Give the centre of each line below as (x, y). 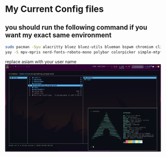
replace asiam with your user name (41, 61)
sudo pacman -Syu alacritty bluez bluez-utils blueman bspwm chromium (79, 47)
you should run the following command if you (76, 27)
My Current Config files (54, 9)
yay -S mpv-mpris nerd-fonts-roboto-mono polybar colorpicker (70, 52)
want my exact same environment (59, 35)
